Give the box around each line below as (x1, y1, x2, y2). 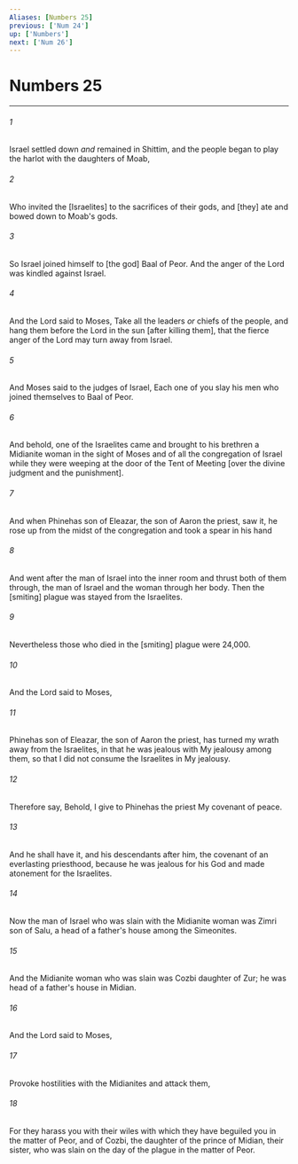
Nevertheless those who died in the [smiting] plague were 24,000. (9, 639, 251, 650)
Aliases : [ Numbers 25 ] (9, 12, 93, 22)
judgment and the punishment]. (9, 467, 124, 479)
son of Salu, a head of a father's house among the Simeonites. (9, 926, 238, 936)
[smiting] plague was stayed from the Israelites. (9, 591, 184, 602)
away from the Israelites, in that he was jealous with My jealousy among (9, 744, 272, 754)
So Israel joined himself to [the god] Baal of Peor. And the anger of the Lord (9, 258, 286, 269)
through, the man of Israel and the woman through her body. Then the (9, 582, 265, 592)
